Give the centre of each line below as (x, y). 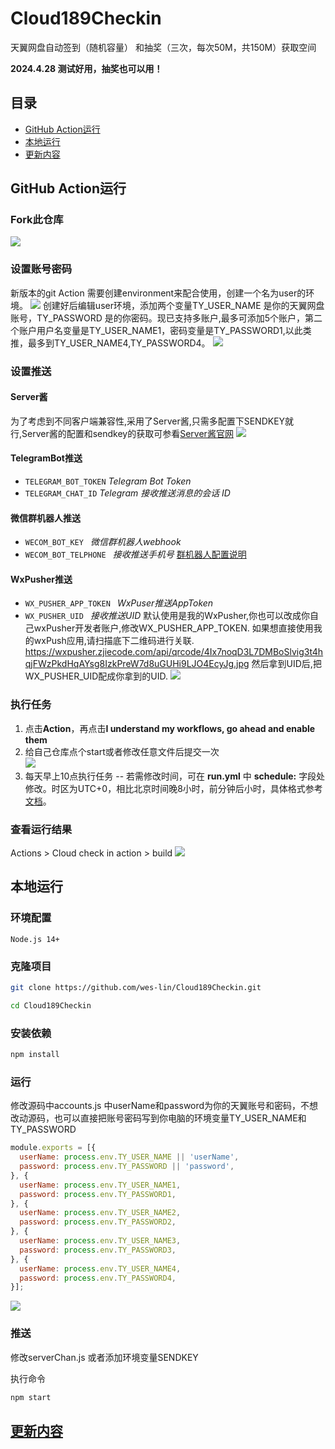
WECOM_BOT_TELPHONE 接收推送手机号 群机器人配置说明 (135, 554)
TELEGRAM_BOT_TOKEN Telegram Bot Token (108, 481)
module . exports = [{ (53, 1148)
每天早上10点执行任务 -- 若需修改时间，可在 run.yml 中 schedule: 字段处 (175, 776)
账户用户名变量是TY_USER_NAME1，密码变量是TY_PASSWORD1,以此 (160, 330)
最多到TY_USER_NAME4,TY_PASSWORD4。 (119, 343)
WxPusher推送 (41, 579)
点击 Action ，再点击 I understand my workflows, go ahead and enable (170, 728)
